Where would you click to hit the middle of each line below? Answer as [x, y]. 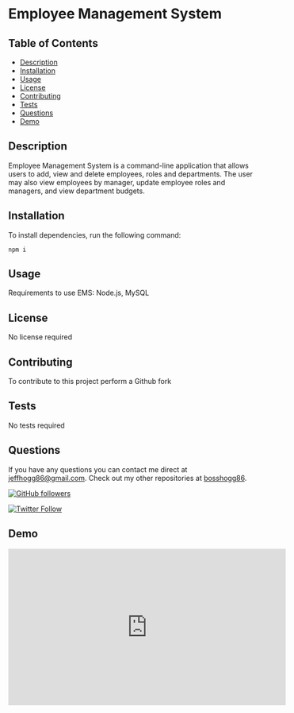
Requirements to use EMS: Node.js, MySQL [79, 293]
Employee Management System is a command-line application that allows [129, 165]
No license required [40, 337]
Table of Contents [53, 43]
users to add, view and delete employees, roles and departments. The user [131, 174]
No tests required [36, 425]
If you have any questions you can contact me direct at [98, 469]
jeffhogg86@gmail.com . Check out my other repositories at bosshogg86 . [128, 478]
